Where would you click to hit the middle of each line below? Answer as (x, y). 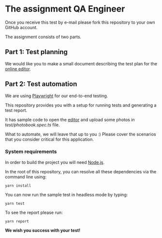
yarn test (15, 203)
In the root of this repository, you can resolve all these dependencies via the (81, 171)
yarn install (18, 186)
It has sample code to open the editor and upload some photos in (70, 119)
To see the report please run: (34, 212)
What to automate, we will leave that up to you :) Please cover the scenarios (81, 134)
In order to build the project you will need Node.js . (55, 162)
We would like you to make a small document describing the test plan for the (81, 63)
